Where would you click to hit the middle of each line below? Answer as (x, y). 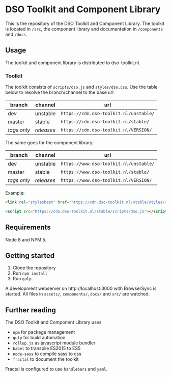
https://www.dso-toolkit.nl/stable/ (105, 172)
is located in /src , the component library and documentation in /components (84, 29)
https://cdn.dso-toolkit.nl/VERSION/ (106, 130)
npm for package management (44, 332)
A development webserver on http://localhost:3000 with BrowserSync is (81, 288)
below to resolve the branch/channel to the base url (59, 92)
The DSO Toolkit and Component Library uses (53, 322)
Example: (15, 193)
